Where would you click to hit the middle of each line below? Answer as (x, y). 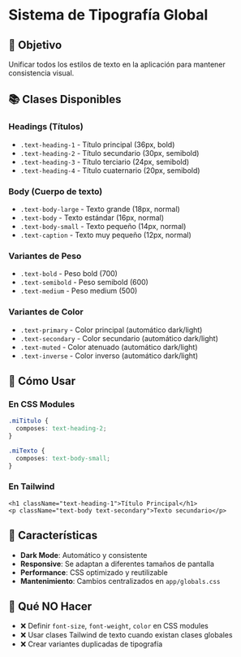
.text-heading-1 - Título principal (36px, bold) (97, 145)
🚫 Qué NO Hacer (50, 607)
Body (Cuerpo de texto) (56, 191)
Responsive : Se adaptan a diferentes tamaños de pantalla (117, 564)
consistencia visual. (41, 73)
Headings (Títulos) (46, 127)
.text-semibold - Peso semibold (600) (84, 283)
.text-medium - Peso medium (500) (79, 291)
